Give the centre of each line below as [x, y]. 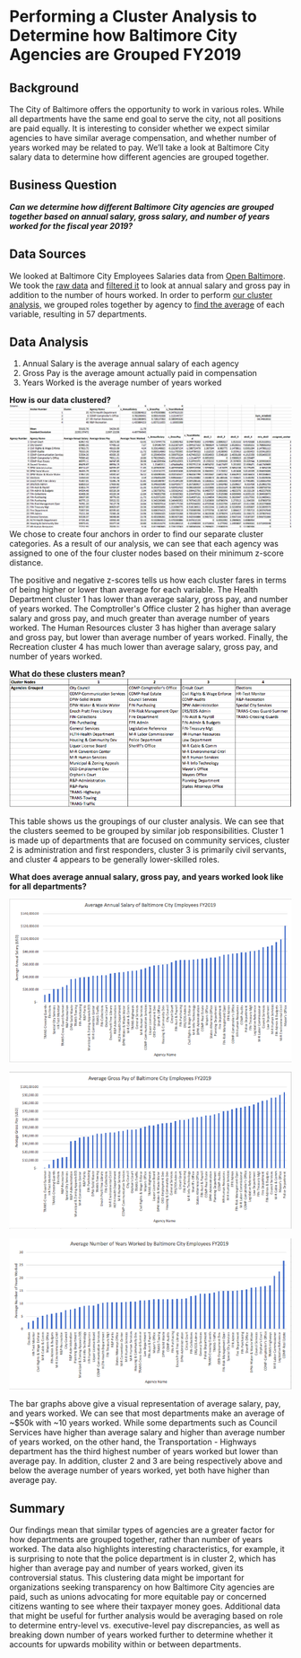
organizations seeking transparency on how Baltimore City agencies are [142, 1587]
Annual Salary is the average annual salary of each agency [130, 364]
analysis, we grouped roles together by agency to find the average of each [147, 304]
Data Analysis [49, 342]
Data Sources [48, 254]
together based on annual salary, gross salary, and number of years [140, 216]
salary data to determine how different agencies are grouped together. [139, 157]
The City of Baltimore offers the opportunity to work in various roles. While [147, 109]
